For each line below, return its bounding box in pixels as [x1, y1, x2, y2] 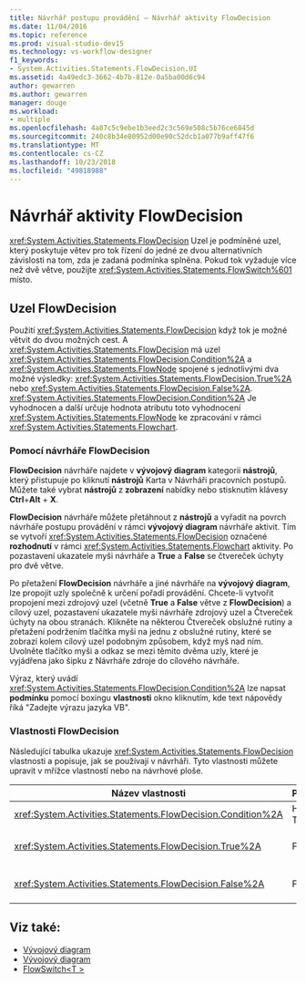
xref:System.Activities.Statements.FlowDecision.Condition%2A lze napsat [9, 683, 287, 694]
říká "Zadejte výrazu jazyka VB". [9, 702, 130, 713]
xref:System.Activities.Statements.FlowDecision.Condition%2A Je [9, 393, 257, 404]
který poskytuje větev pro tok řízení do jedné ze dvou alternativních [9, 245, 262, 256]
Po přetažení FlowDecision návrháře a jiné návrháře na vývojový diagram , [9, 578, 291, 589]
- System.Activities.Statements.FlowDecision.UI [9, 65, 198, 74]
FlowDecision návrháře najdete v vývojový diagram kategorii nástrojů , [9, 465, 278, 476]
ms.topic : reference [9, 30, 88, 39]
